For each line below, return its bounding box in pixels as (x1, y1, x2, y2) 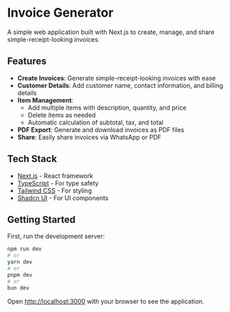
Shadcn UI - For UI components (17, 193, 109, 202)
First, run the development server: (7, 232, 105, 240)
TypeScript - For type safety (17, 179, 99, 187)
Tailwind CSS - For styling (17, 186, 92, 195)
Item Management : (17, 96, 74, 104)
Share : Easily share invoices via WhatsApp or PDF (17, 133, 162, 141)
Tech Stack (7, 153, 57, 165)
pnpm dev (7, 271, 33, 279)
